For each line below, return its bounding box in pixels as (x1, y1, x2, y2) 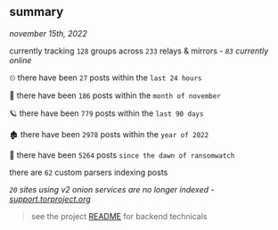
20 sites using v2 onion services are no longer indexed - (9, 184, 215, 194)
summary (9, 4, 64, 20)
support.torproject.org (9, 193, 91, 204)
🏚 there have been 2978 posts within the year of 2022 (9, 128, 209, 139)
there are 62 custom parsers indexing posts (9, 167, 168, 177)
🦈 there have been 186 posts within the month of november (9, 90, 221, 101)
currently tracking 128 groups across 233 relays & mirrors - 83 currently (9, 45, 269, 56)
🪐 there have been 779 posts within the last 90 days (9, 108, 204, 119)
